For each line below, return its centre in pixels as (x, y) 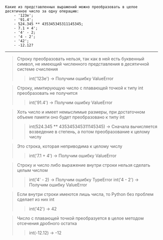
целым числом (32, 170)
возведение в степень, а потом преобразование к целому (90, 132)
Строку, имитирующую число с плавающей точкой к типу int (80, 88)
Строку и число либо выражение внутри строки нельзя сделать (83, 165)
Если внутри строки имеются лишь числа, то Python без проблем (85, 194)
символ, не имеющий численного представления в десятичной (83, 64)
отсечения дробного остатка (47, 223)
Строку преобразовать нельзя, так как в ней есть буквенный (81, 59)
